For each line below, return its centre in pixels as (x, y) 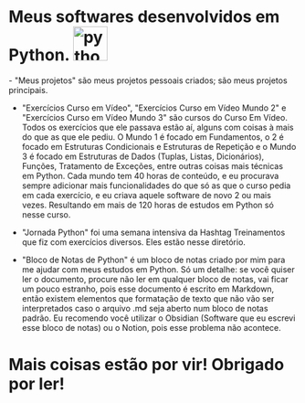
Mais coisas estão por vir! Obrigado (147, 365)
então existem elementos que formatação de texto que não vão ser (148, 298)
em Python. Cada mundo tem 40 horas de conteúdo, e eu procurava (150, 175)
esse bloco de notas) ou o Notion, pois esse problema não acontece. (152, 327)
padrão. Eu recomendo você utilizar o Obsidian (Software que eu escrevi (158, 318)
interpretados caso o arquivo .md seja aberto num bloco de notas (145, 308)
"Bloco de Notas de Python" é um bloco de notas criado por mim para (153, 260)
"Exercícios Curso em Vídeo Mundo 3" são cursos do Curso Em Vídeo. (155, 117)
